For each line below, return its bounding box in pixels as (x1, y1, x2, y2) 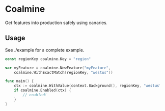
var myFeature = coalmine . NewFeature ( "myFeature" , (5, 65, 111, 70)
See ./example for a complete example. (5, 47, 84, 53)
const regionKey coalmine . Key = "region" (5, 56, 91, 61)
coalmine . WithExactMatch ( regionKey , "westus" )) (14, 70, 113, 75)
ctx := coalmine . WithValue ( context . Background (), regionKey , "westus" (14, 83, 162, 88)
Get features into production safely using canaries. (5, 20, 108, 26)
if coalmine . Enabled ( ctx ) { (14, 88, 71, 93)
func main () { (5, 79, 34, 84)
